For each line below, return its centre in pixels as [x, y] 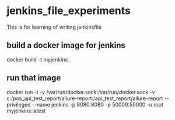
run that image [34, 78]
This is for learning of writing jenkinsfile [54, 27]
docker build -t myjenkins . [39, 59]
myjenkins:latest [26, 111]
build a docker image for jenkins [66, 45]
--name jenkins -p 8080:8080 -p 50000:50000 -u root [98, 104]
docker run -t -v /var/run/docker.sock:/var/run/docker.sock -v [81, 92]
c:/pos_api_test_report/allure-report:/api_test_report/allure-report [85, 98]
